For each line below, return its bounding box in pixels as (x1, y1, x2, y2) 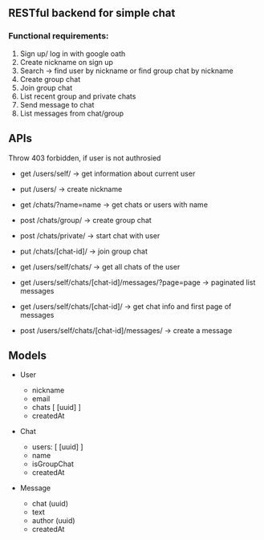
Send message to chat (19, 99, 95, 109)
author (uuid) (31, 516, 75, 526)
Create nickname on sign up (19, 57, 114, 67)
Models (8, 348, 47, 362)
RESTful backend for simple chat (8, 6, 176, 20)
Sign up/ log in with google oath (19, 48, 126, 59)
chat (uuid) (31, 499, 68, 509)
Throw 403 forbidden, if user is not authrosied (8, 152, 161, 163)
